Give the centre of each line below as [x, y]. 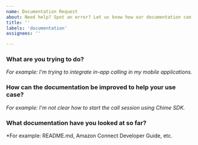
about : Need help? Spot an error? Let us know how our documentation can [99, 17]
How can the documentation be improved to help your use [91, 87]
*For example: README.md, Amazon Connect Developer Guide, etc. [89, 136]
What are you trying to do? [45, 60]
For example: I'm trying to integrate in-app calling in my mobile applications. [99, 72]
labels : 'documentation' [37, 28]
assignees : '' [24, 34]
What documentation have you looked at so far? [76, 123]
